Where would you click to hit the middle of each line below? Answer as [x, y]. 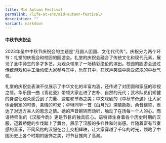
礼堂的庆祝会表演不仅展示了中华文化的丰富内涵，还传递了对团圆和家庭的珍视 [83, 86]
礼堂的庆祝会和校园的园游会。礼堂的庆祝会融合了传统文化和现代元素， [85, 57]
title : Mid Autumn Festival [34, 10]
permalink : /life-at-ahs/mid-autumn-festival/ [54, 14]
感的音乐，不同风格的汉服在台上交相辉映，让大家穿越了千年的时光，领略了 [81, 129]
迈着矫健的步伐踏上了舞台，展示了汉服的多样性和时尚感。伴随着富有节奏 [87, 123]
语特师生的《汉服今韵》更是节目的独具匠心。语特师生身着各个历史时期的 [81, 117]
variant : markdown [24, 23]
